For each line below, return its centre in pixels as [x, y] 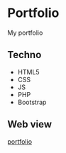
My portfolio [25, 33]
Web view [29, 124]
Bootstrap [32, 102]
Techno [24, 55]
